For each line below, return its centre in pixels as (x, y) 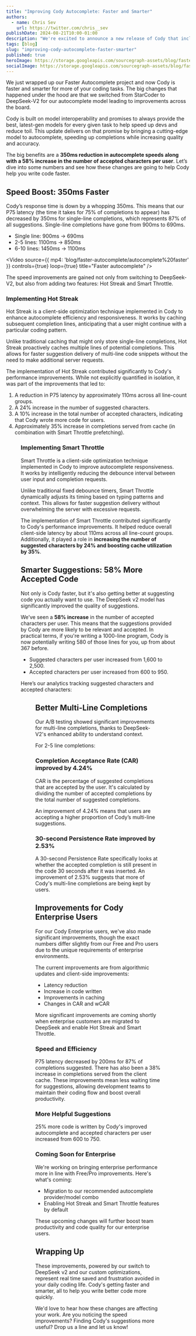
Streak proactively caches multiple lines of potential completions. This (90, 348)
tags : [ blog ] (22, 44)
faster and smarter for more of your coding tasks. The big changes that (92, 89)
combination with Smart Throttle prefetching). (69, 432)
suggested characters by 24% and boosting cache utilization (96, 545)
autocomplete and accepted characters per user (93, 1133)
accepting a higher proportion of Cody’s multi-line (95, 817)
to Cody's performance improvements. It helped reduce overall (96, 527)
